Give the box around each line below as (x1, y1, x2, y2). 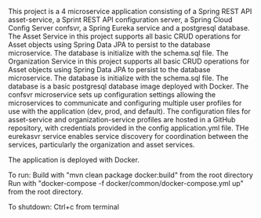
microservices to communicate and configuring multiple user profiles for (8, 98, 242, 107)
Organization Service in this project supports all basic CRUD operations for (8, 56, 249, 66)
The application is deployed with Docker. (8, 155, 140, 164)
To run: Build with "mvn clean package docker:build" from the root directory (8, 170, 253, 180)
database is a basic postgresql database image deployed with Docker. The (8, 82, 249, 91)
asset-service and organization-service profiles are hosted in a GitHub (8, 115, 236, 124)
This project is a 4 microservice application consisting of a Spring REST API (8, 7, 252, 16)
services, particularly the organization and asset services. (8, 140, 195, 149)
